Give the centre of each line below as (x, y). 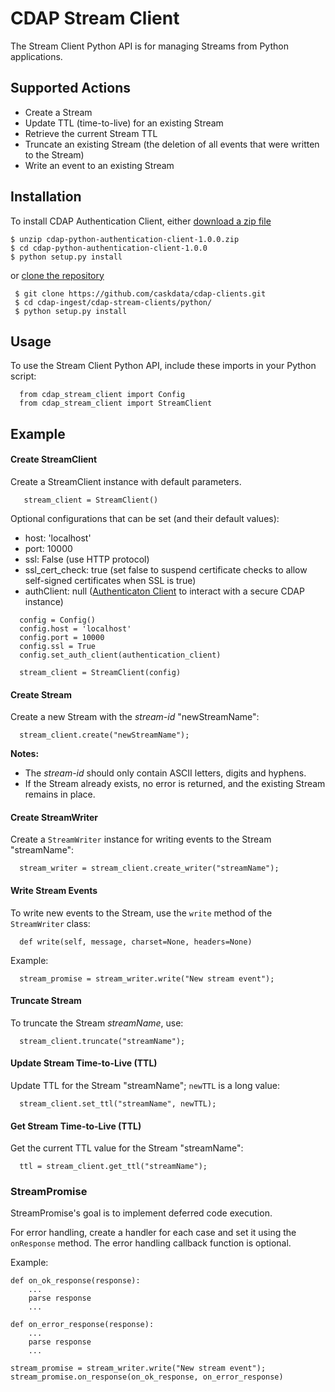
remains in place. (60, 794)
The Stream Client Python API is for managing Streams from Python (149, 46)
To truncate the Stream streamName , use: (97, 1023)
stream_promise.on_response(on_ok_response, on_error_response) (147, 1377)
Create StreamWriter (54, 817)
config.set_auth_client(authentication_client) (120, 655)
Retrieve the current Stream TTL (91, 133)
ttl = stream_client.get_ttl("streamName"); (113, 1167)
